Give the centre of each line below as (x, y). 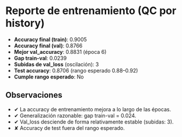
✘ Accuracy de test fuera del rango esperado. (69, 128)
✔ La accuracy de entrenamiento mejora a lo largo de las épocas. (92, 109)
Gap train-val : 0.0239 (40, 58)
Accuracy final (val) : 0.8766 (48, 46)
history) (25, 23)
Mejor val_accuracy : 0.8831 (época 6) (60, 52)
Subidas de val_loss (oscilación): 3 (56, 64)
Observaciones (34, 95)
